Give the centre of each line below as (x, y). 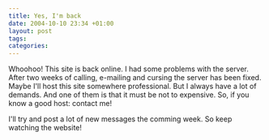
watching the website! (45, 128)
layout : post (30, 31)
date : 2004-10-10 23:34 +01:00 (61, 23)
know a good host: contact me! (60, 104)
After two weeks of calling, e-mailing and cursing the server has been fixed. (135, 78)
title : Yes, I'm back (45, 16)
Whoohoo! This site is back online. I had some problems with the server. (129, 69)
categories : (28, 46)
